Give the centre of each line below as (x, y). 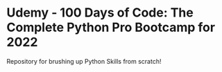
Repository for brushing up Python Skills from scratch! (84, 61)
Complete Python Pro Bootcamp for (111, 27)
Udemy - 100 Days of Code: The (100, 13)
